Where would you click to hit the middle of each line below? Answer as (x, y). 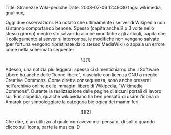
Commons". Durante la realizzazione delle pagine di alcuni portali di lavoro (83, 91)
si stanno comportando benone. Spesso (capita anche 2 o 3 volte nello (80, 28)
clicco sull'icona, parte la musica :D (43, 127)
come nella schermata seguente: (40, 50)
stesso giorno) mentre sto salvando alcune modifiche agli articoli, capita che (86, 33)
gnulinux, (15, 13)
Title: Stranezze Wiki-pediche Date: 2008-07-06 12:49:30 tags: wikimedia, (84, 7)
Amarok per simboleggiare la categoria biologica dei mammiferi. (73, 102)
